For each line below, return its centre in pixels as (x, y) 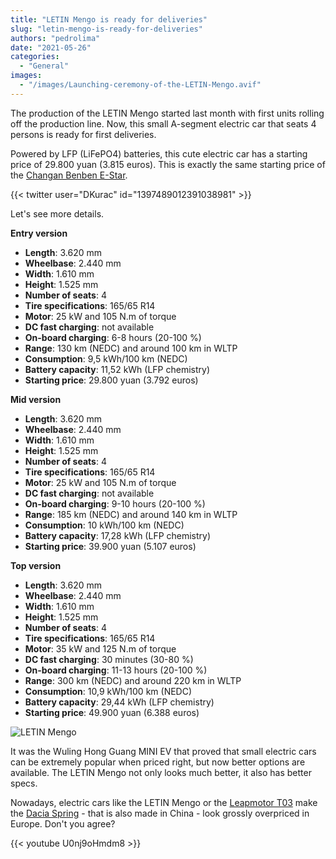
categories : (35, 57)
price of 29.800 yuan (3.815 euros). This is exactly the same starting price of (168, 164)
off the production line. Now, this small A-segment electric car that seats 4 (163, 123)
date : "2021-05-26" (51, 47)
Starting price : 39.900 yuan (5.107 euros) (110, 546)
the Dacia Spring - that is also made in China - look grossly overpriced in (160, 813)
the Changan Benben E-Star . (69, 175)
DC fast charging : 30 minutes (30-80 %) (109, 659)
